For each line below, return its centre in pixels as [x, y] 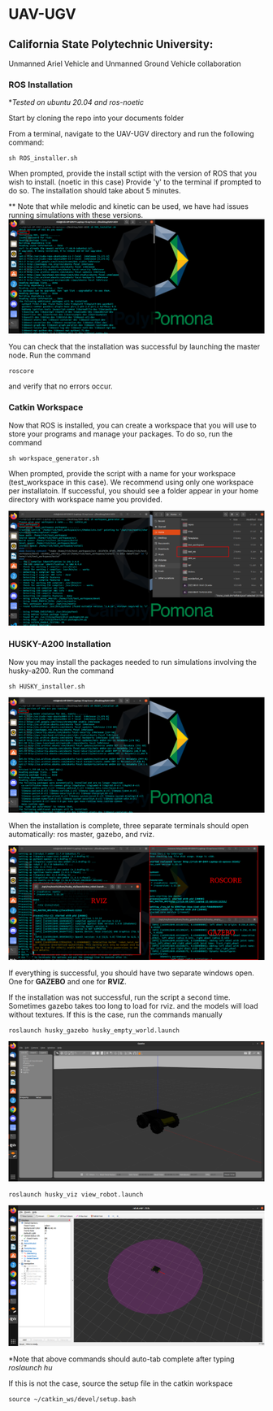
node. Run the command [50, 355]
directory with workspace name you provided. [85, 499]
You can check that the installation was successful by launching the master [134, 347]
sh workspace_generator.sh [54, 458]
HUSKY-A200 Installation [60, 645]
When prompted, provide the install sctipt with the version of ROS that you [133, 174]
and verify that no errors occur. [61, 386]
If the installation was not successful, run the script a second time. [119, 997]
